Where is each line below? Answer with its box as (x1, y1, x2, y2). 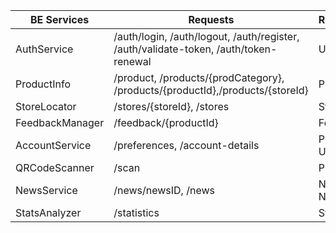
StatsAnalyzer (15, 206, 82, 219)
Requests (188, 13, 235, 26)
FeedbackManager (15, 116, 105, 129)
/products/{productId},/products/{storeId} (113, 84, 309, 97)
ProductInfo (15, 77, 71, 91)
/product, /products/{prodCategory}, (113, 71, 285, 84)
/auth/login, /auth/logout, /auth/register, (113, 30, 300, 43)
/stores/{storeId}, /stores (113, 100, 230, 113)
